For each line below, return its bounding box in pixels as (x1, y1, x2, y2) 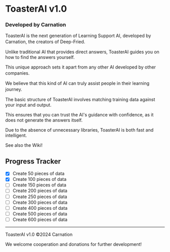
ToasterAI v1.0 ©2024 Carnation (5, 231, 73, 237)
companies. (5, 70, 30, 76)
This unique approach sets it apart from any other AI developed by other (5, 64, 156, 70)
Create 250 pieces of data (12, 194, 67, 200)
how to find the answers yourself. (5, 54, 75, 60)
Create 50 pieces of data (12, 171, 65, 177)
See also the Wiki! (5, 142, 43, 148)
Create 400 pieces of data (12, 205, 68, 211)
